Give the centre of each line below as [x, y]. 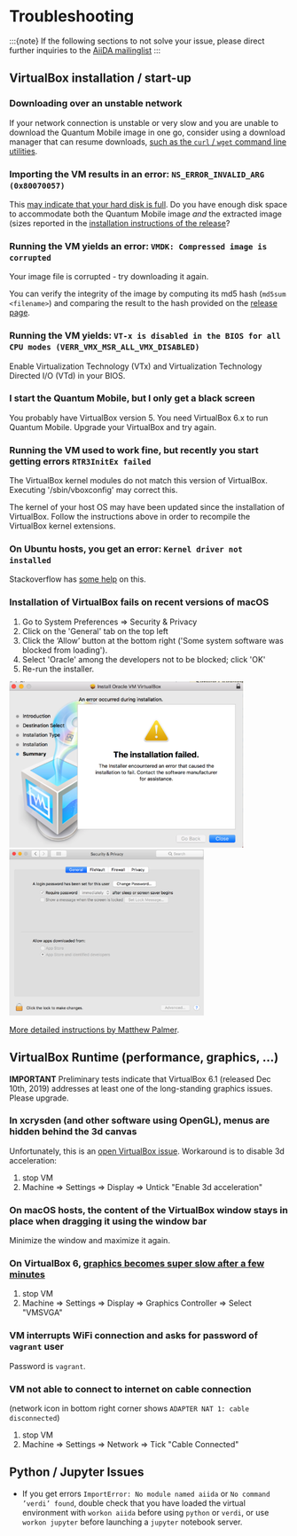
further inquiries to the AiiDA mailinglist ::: [85, 50]
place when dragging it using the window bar [108, 1221]
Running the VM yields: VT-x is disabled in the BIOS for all [145, 336]
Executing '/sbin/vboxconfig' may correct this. [94, 490]
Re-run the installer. [58, 669]
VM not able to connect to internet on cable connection [130, 1389]
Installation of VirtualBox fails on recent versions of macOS [139, 602]
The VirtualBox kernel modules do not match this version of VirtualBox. [138, 481]
